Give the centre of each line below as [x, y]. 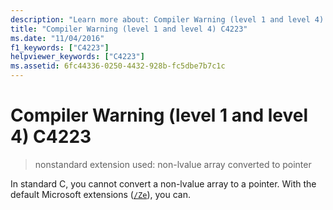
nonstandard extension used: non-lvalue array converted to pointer [173, 164]
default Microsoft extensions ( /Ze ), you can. [101, 194]
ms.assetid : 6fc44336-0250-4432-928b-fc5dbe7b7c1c [118, 66]
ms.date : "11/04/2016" [57, 38]
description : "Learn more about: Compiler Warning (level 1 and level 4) [167, 19]
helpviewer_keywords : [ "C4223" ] [77, 57]
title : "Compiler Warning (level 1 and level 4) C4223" [129, 29]
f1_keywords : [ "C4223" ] [60, 47]
